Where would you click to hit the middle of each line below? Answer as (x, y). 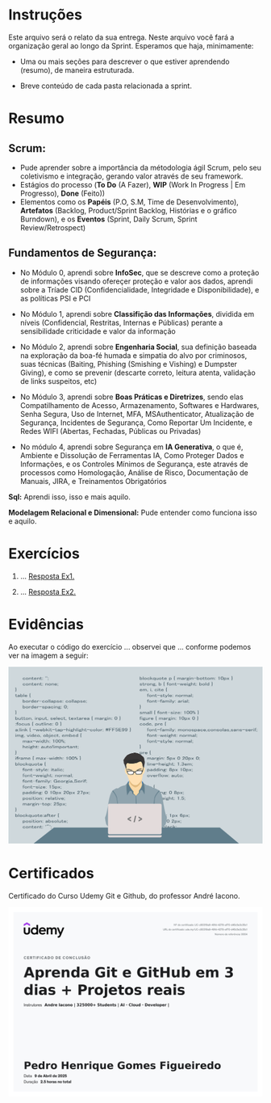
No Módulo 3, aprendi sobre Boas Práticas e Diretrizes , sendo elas (131, 397)
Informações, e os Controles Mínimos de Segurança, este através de (134, 464)
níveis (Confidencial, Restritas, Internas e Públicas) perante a (121, 322)
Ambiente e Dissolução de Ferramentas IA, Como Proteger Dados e (132, 455)
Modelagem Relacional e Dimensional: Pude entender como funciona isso (133, 512)
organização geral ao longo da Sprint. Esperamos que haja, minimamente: (131, 45)
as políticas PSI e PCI (55, 298)
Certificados (51, 873)
